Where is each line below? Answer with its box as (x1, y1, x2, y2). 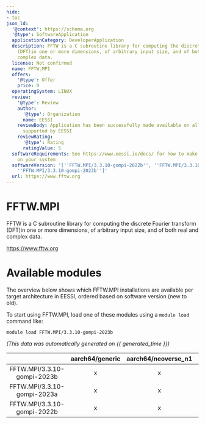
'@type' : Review (17, 99, 59, 106)
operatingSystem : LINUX (12, 88, 72, 95)
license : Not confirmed (12, 60, 72, 66)
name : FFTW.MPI (12, 65, 51, 72)
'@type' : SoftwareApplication (12, 32, 88, 38)
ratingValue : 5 (22, 145, 62, 151)
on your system (17, 156, 56, 162)
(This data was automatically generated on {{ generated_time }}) (6, 340, 170, 347)
